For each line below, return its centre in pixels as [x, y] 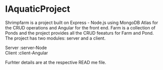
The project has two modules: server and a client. [55, 38]
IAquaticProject [38, 9]
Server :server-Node [26, 47]
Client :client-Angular [27, 53]
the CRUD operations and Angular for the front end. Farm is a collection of [80, 27]
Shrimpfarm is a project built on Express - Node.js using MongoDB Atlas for [82, 23]
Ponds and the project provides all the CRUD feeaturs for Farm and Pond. [80, 33]
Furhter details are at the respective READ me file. [56, 62]
